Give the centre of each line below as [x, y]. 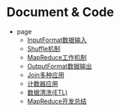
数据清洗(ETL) [47, 92]
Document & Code [60, 12]
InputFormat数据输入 [57, 40]
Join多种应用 [45, 75]
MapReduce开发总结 [57, 101]
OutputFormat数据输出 [59, 66]
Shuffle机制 [44, 48]
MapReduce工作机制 [57, 57]
